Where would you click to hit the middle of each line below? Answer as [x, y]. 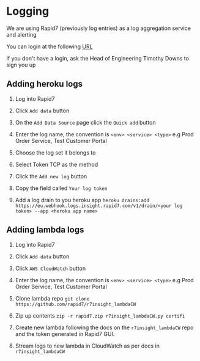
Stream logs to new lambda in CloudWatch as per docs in [87, 346]
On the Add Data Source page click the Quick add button [85, 122]
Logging [28, 11]
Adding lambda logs [45, 230]
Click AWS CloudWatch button [50, 268]
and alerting [21, 34]
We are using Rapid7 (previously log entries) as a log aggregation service [99, 28]
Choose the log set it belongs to [55, 152]
